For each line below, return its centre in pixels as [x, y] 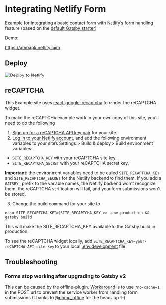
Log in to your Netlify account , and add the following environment [79, 138]
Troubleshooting [31, 262]
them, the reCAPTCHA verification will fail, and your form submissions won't [83, 189]
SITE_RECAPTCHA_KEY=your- [120, 241]
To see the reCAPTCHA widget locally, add [49, 241]
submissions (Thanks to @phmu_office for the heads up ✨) [65, 298]
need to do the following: [30, 123]
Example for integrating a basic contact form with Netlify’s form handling [79, 23]
